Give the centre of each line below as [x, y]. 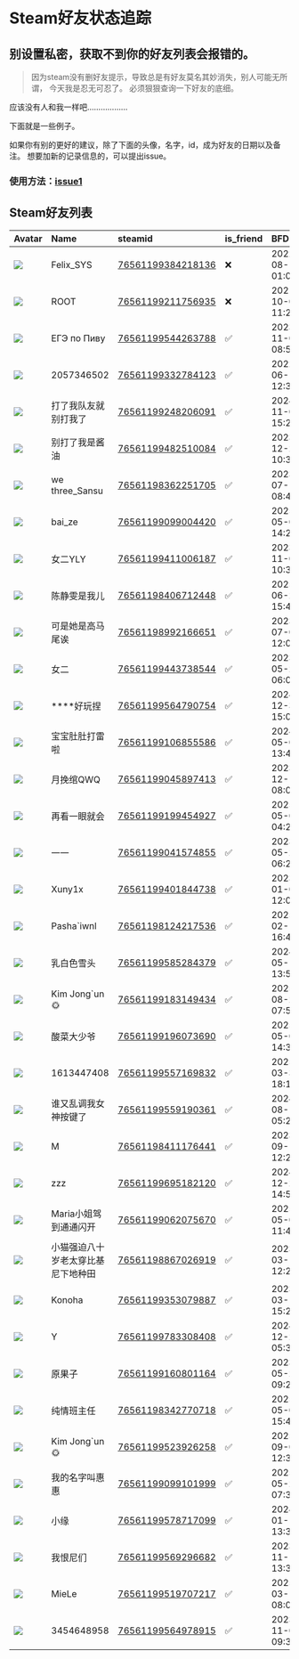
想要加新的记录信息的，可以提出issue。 [99, 156]
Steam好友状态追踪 [81, 18]
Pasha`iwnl [74, 925]
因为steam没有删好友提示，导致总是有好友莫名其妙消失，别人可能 [152, 77]
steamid [135, 239]
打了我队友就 [78, 405]
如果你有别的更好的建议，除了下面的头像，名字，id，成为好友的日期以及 [141, 145]
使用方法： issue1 [46, 181]
